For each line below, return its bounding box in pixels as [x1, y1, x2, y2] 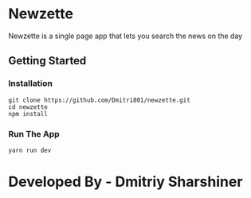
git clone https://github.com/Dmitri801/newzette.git [8, 96, 191, 104]
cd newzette [8, 103, 48, 111]
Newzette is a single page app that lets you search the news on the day [8, 31, 243, 41]
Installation [8, 78, 53, 89]
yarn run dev [8, 146, 52, 154]
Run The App [8, 128, 60, 139]
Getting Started [8, 54, 87, 68]
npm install [8, 110, 48, 118]
